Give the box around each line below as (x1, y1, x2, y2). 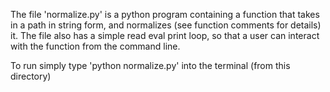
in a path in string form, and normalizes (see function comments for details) (10, 19, 322, 31)
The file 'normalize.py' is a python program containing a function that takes (10, 9, 320, 20)
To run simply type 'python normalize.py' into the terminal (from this (10, 60, 291, 71)
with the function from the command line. (10, 40, 181, 52)
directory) (10, 70, 52, 82)
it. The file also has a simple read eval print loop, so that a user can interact (10, 30, 320, 41)
